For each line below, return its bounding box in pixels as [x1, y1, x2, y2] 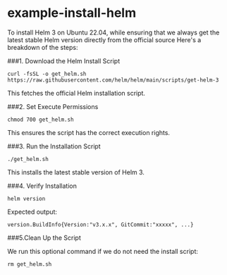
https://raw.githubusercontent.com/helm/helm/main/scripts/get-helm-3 [7, 76, 219, 84]
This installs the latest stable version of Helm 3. [7, 167, 145, 177]
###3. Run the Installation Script [7, 142, 101, 151]
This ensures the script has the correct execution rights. [7, 128, 171, 136]
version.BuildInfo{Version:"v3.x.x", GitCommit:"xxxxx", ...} [7, 221, 194, 228]
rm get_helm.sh [7, 260, 52, 268]
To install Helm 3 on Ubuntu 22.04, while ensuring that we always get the [7, 28, 220, 37]
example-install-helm [7, 5, 137, 21]
